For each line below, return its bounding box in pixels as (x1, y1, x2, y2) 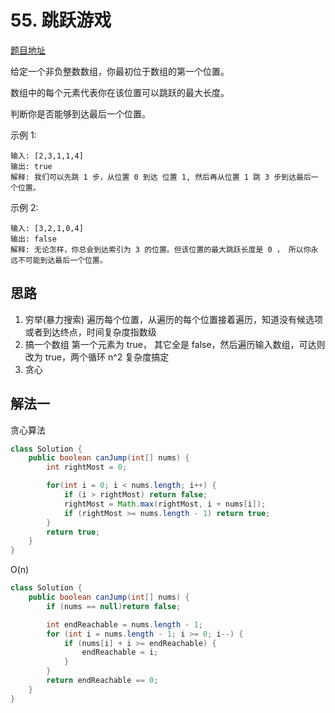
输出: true (10, 161, 53, 171)
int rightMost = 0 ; (46, 462, 128, 473)
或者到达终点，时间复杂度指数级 (24, 326, 157, 338)
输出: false (10, 234, 57, 244)
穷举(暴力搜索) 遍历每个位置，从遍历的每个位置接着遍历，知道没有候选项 (24, 313, 323, 325)
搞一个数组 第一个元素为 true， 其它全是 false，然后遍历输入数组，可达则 (24, 338, 326, 350)
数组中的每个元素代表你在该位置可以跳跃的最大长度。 (10, 86, 230, 98)
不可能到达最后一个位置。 (17, 255, 108, 265)
